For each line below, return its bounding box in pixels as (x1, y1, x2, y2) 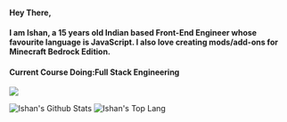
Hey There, (9, 7, 52, 18)
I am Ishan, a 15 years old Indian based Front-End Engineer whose (9, 28, 257, 38)
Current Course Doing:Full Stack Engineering (9, 67, 180, 77)
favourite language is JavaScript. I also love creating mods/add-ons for (9, 37, 279, 48)
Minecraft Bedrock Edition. (9, 46, 111, 57)
